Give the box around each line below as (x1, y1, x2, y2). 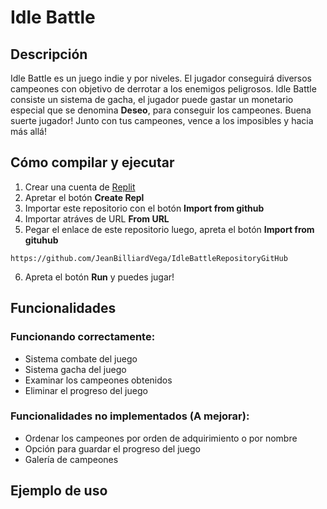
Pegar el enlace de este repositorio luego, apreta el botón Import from (24, 223, 315, 235)
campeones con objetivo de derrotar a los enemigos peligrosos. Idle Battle (10, 83, 317, 95)
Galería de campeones (24, 453, 119, 465)
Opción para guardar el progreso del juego (24, 442, 201, 455)
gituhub (24, 234, 59, 246)
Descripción (10, 46, 88, 63)
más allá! (10, 126, 47, 137)
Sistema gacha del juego (24, 363, 127, 375)
